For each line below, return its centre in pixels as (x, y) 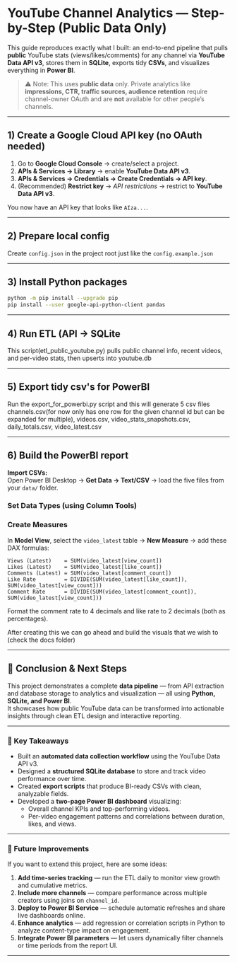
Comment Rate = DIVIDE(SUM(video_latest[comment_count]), (102, 592)
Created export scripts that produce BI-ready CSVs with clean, (109, 786)
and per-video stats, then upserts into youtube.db (79, 358)
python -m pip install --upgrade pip (63, 299)
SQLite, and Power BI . (39, 700)
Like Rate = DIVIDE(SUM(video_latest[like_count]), (98, 579)
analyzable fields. (43, 793)
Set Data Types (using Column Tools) (72, 506)
